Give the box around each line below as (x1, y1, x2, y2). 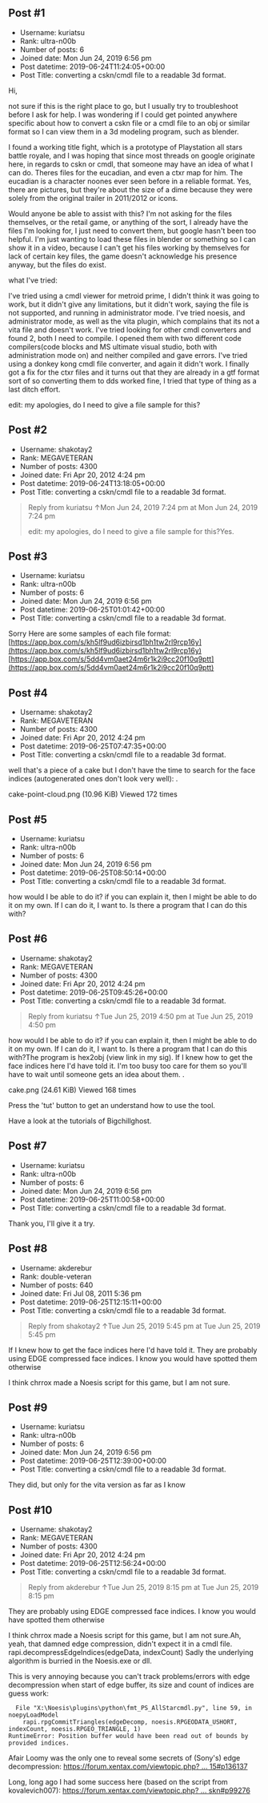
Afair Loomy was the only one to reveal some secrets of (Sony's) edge (8, 1753, 241, 1763)
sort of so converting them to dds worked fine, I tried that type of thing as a (8, 375, 258, 385)
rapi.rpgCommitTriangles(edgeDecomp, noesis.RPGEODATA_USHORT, (22, 1718, 238, 1726)
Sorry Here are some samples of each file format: (8, 628, 172, 639)
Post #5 (8, 813, 48, 826)
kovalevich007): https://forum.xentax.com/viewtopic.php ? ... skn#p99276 (8, 1785, 250, 1796)
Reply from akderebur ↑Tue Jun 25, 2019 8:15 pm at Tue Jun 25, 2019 (27, 1583, 259, 1592)
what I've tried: (8, 275, 58, 285)
